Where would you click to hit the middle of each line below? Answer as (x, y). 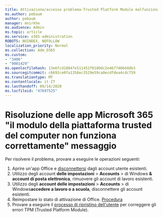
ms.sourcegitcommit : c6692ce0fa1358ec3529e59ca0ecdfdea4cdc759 (70, 73)
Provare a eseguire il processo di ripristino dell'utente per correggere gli (84, 205)
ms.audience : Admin (25, 28)
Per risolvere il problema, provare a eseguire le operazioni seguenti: (73, 159)
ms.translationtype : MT (29, 77)
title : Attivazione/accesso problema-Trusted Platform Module (69, 9)
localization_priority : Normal (37, 46)
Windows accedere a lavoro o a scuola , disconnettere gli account (77, 189)
